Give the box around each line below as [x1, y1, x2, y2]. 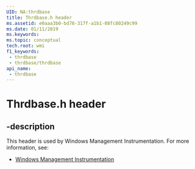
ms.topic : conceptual [6, 37, 62, 43]
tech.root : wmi [6, 43, 45, 49]
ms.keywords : [6, 32, 40, 38]
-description [6, 121, 55, 131]
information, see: [6, 144, 49, 151]
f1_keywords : [6, 49, 40, 55]
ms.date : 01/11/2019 [6, 26, 59, 32]
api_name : [6, 65, 32, 72]
